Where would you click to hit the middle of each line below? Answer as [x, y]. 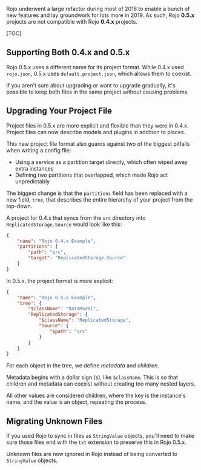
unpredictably [32, 181]
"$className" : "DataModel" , [63, 309]
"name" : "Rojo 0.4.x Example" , [57, 241]
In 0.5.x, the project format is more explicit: [60, 281]
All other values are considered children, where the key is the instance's [96, 396]
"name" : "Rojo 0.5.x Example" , [57, 298]
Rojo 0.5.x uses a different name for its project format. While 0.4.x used [95, 67]
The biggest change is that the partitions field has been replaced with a [97, 193]
